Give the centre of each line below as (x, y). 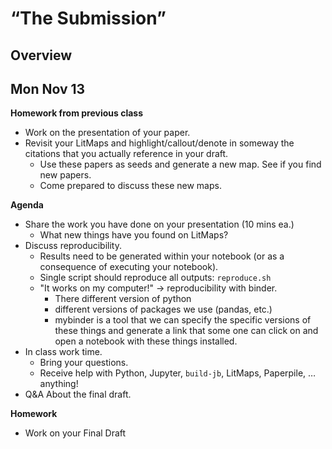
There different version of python (123, 299)
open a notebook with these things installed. (146, 341)
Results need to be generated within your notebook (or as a (162, 256)
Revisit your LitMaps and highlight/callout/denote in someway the (159, 143)
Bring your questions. (84, 363)
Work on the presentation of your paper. (107, 133)
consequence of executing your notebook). (129, 267)
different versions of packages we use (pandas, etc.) (163, 309)
